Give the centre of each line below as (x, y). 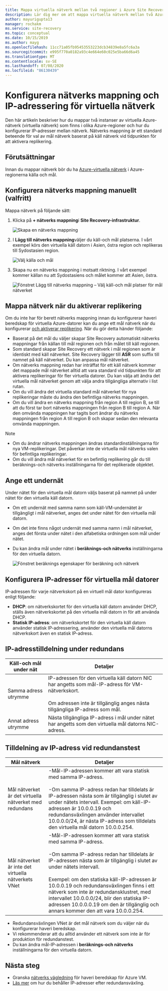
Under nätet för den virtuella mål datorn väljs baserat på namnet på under (81, 492)
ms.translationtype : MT (30, 57)
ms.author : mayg (22, 43)
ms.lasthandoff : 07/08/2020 (34, 66)
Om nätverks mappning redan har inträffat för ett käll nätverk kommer (84, 365)
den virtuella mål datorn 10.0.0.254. (91, 827)
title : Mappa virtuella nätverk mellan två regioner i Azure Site (76, 10)
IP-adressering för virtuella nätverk (80, 106)
